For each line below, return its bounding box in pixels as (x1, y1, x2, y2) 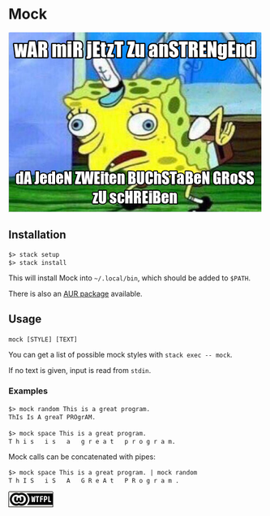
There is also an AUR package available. (8, 288, 144, 298)
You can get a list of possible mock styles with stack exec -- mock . (8, 349, 233, 359)
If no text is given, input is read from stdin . (8, 365, 152, 375)
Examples (8, 385, 49, 397)
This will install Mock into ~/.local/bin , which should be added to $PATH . (8, 273, 251, 283)
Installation (8, 228, 66, 242)
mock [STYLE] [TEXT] (8, 335, 79, 344)
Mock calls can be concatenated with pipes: (8, 452, 156, 462)
